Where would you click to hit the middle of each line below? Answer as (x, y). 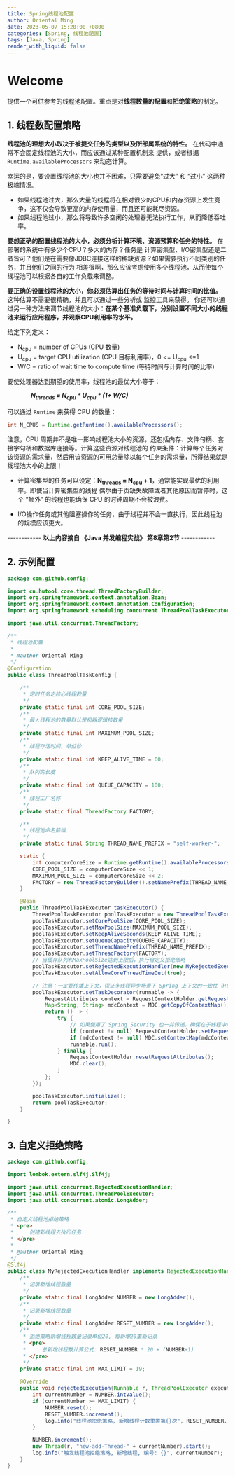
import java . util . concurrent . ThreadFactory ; (73, 623)
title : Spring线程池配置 (41, 14)
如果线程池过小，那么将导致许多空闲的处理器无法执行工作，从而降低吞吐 (121, 217)
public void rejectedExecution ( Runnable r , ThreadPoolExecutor (114, 1388)
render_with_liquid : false (47, 46)
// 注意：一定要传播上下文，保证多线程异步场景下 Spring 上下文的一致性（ (128, 986)
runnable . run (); (93, 1044)
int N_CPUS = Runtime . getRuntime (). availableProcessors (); (95, 425)
